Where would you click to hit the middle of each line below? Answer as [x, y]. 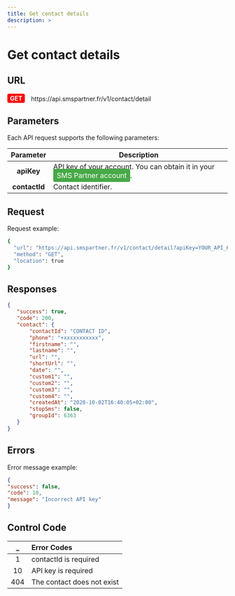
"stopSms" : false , [56, 409]
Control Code [37, 528]
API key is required [62, 570]
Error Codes [52, 547]
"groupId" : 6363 [53, 416]
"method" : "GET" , [39, 254]
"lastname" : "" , [53, 351]
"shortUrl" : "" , [53, 364]
